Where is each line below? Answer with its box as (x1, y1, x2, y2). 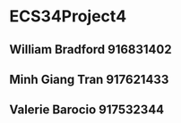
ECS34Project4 (9, 6, 127, 27)
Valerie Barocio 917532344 (9, 102, 165, 118)
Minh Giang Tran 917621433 (9, 71, 169, 86)
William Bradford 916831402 (9, 42, 172, 57)
